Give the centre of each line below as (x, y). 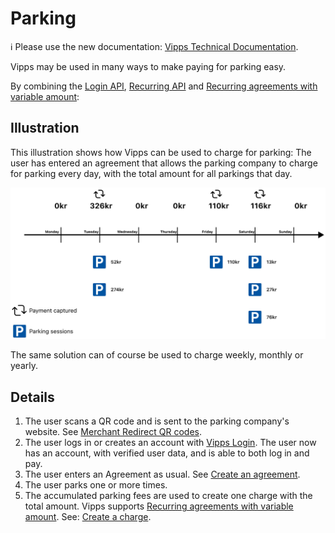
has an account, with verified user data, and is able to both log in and (167, 453)
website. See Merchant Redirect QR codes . (113, 432)
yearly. (24, 366)
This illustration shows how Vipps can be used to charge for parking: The (161, 152)
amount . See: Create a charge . (88, 517)
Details (32, 397)
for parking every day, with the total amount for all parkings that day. (151, 173)
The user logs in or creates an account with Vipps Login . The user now (170, 443)
